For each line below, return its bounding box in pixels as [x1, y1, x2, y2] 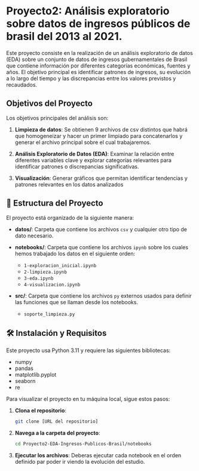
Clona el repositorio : [14, 407, 67, 414]
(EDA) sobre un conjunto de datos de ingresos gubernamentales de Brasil [6, 56, 188, 63]
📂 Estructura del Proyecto [6, 198, 103, 209]
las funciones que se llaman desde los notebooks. [14, 298, 139, 305]
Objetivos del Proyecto [6, 99, 93, 109]
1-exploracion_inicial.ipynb [23, 262, 97, 268]
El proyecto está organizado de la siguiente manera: [6, 214, 134, 221]
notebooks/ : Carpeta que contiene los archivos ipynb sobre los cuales [14, 243, 189, 250]
